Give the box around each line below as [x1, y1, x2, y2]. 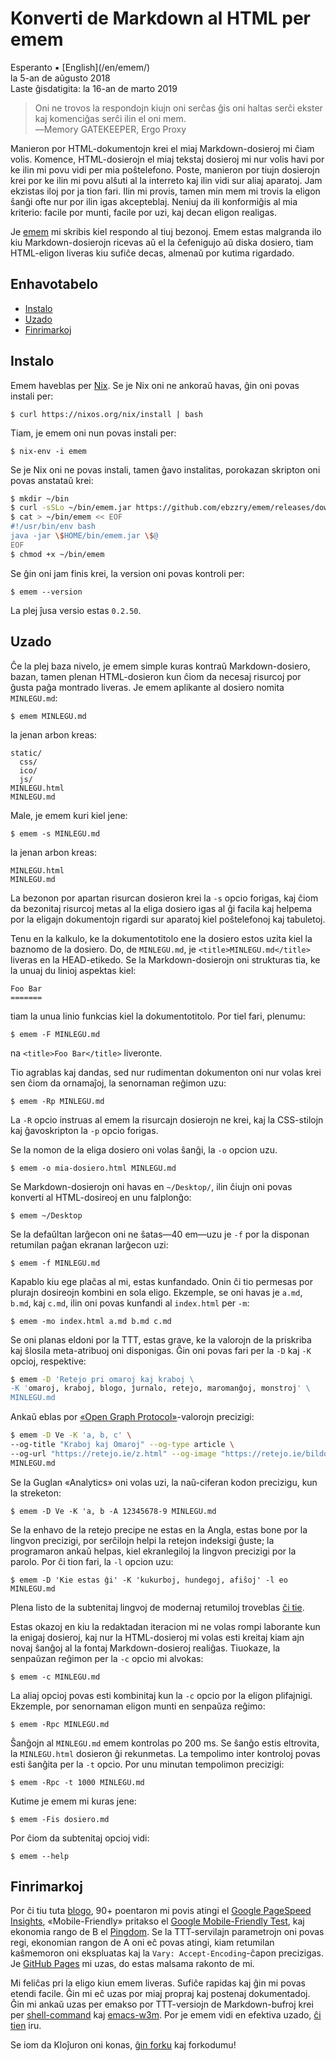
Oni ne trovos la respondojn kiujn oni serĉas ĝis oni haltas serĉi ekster [34, 102, 323, 114]
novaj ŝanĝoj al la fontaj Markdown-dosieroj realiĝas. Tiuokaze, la [10, 1642, 281, 1654]
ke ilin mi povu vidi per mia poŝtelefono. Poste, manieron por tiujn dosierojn [10, 163, 320, 176]
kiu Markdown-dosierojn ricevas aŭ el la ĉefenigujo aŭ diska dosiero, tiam [10, 236, 314, 248]
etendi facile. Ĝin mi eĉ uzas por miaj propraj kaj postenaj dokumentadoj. [10, 1988, 311, 2000]
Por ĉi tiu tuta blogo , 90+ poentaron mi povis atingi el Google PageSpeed [10, 1905, 312, 1917]
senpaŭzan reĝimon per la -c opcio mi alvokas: [10, 1652, 204, 1664]
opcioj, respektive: [10, 1355, 87, 1367]
